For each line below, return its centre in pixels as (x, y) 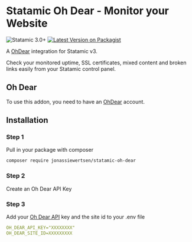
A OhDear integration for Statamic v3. (52, 51)
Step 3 (16, 204)
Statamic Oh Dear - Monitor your (88, 11)
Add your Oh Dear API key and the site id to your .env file (76, 217)
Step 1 (15, 137)
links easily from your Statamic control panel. (61, 68)
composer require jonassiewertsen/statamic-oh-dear (71, 161)
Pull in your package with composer (50, 150)
